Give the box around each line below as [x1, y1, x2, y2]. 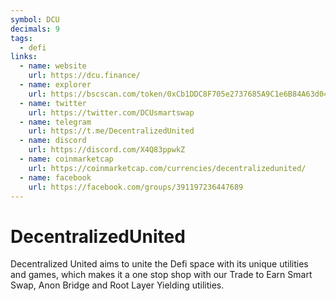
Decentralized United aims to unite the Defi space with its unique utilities [10, 258, 309, 270]
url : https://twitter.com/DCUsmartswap [28, 107, 195, 118]
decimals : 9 [10, 24, 60, 34]
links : [10, 52, 38, 62]
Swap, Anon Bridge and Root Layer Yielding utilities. [10, 279, 225, 291]
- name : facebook [19, 172, 92, 183]
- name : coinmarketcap [19, 154, 114, 164]
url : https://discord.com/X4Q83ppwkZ [28, 145, 186, 155]
